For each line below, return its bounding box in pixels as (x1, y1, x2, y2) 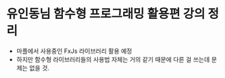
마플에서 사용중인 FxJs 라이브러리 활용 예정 (16, 47, 133, 55)
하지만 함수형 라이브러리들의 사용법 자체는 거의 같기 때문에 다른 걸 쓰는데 (16, 55, 210, 63)
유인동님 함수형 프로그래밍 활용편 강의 (6, 6, 206, 22)
